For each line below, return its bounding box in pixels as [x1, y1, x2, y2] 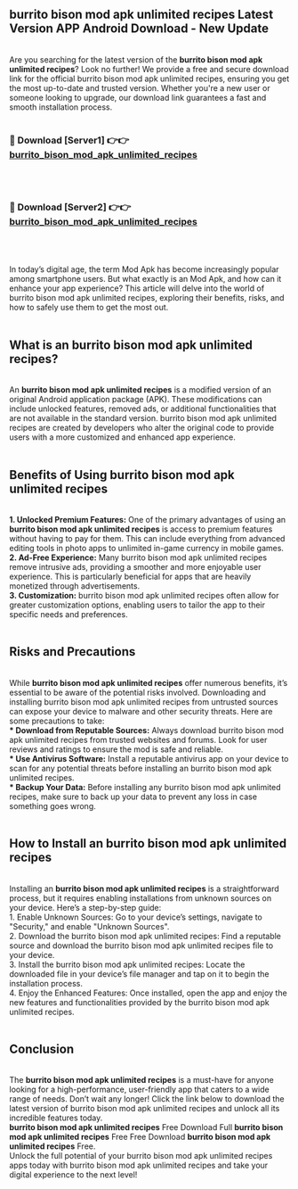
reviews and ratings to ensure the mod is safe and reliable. [9, 744, 224, 755]
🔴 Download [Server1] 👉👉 [9, 134, 130, 146]
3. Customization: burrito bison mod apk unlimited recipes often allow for [9, 590, 279, 601]
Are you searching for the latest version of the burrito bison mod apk [9, 54, 263, 65]
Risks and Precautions [9, 644, 136, 659]
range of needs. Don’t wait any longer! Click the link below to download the [9, 1094, 285, 1104]
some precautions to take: [9, 715, 105, 726]
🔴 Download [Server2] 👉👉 [9, 201, 132, 213]
